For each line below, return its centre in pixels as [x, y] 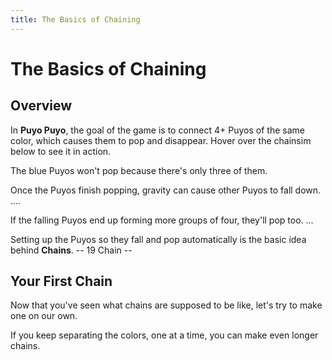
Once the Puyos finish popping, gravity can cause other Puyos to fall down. [166, 190]
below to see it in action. [61, 151]
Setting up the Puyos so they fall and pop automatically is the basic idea [158, 239]
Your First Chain [61, 281]
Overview [41, 106]
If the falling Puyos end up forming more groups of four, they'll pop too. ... [162, 220]
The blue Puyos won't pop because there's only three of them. [139, 170]
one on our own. [44, 316]
